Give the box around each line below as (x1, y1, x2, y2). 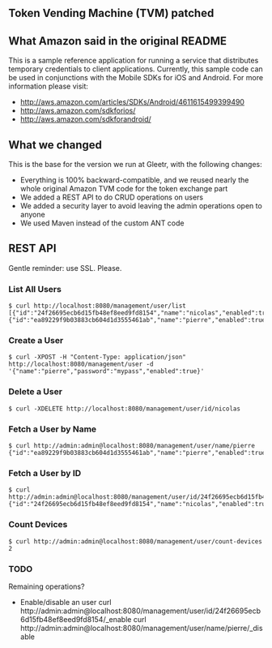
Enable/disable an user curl (19, 597, 112, 607)
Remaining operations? (8, 581, 85, 591)
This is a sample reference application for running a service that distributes (8, 56, 259, 66)
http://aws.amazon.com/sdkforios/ (19, 105, 136, 116)
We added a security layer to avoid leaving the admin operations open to (19, 201, 263, 211)
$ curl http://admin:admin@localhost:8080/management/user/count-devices (8, 537, 263, 546)
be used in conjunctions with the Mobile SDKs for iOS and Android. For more (8, 73, 264, 83)
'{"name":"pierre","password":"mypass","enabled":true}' (8, 367, 205, 375)
